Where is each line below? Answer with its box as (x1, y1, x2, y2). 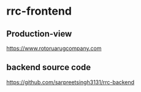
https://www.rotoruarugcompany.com (6, 44, 102, 52)
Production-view (6, 29, 72, 39)
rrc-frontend (6, 4, 72, 18)
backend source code (6, 62, 91, 73)
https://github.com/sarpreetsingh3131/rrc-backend (6, 78, 135, 86)
